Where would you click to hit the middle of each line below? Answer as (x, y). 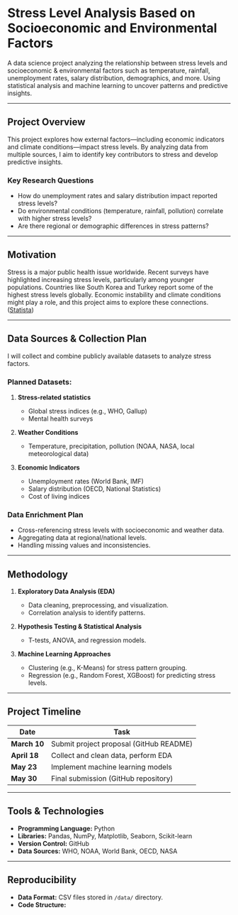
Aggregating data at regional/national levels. (82, 538)
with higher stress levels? (55, 219)
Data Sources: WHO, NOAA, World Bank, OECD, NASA (97, 851)
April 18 (25, 755)
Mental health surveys (61, 418)
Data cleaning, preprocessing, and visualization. (98, 605)
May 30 (24, 778)
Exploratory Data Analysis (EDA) (66, 592)
